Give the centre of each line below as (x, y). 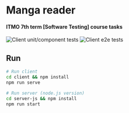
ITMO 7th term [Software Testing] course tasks (64, 26)
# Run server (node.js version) (45, 93)
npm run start (23, 104)
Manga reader (41, 10)
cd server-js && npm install (41, 98)
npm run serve (23, 83)
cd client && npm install (37, 77)
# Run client (22, 72)
